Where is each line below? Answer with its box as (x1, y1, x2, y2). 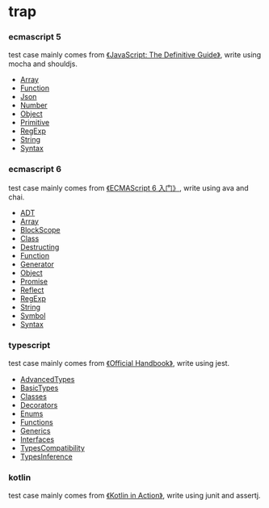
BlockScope (19, 225, 61, 234)
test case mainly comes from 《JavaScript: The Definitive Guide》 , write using (8, 50, 262, 60)
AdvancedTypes (19, 375, 75, 384)
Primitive (19, 118, 50, 128)
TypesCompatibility (19, 443, 85, 453)
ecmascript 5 (8, 31, 62, 43)
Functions (19, 418, 54, 427)
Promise (19, 276, 48, 286)
